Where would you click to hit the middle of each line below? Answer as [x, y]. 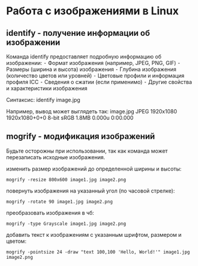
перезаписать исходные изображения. [56, 157]
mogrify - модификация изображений [81, 136]
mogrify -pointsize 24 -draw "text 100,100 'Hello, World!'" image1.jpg [98, 252]
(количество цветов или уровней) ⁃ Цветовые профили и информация [95, 75]
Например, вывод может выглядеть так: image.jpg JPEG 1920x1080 [92, 111]
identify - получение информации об [78, 33]
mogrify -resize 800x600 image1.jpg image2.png [66, 180]
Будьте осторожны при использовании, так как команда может [87, 151]
